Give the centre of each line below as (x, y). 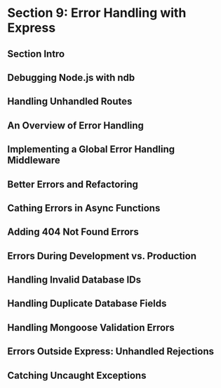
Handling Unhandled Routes (70, 102)
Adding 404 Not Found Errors (73, 232)
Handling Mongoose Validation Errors (91, 327)
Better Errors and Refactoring (73, 184)
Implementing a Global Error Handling (91, 149)
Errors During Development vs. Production (102, 256)
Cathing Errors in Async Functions (84, 208)
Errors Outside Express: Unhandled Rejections (110, 352)
